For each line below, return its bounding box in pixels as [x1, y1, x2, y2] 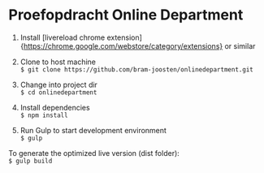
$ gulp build [8, 157, 53, 165]
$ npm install [19, 111, 68, 119]
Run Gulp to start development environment [19, 125, 167, 135]
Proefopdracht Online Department [8, 6, 244, 24]
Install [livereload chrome [19, 32, 106, 42]
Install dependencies [19, 102, 91, 112]
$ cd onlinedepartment [19, 88, 97, 97]
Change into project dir [19, 80, 97, 89]
